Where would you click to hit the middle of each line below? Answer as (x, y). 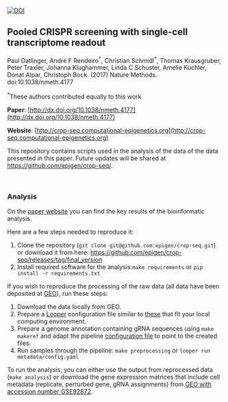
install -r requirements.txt (59, 274)
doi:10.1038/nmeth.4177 (40, 82)
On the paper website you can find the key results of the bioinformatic (106, 212)
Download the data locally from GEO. (69, 307)
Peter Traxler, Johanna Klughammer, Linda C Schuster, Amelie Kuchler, (107, 68)
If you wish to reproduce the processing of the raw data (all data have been (113, 286)
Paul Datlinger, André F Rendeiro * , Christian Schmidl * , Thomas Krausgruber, (114, 60)
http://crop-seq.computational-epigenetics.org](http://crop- (121, 131)
